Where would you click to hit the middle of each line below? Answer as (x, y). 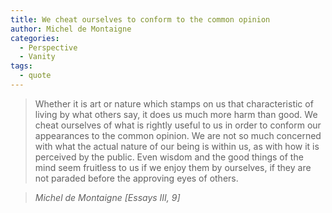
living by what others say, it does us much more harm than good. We (176, 114)
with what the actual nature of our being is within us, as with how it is (177, 146)
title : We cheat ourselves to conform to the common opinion (140, 19)
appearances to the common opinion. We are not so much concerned (178, 135)
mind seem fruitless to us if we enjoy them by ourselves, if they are (173, 167)
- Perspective (48, 47)
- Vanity (37, 57)
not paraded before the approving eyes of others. (136, 178)
